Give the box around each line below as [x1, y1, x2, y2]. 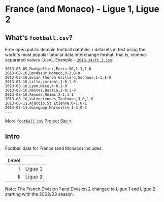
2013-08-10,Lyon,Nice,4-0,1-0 [5, 84, 67, 88]
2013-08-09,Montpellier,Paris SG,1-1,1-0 [5, 66, 92, 71]
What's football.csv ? [5, 33, 73, 42]
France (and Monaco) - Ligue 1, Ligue [5, 3, 160, 15]
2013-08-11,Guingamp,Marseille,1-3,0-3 [5, 105, 87, 110]
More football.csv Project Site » [5, 118, 72, 124]
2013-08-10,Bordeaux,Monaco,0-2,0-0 [5, 71, 80, 76]
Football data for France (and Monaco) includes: [5, 145, 103, 151]
